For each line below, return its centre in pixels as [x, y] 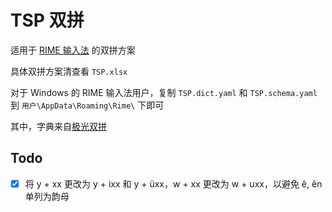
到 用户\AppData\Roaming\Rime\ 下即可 [87, 105]
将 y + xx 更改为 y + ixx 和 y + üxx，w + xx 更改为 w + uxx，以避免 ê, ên [173, 183]
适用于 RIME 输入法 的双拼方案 [73, 50]
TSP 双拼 [47, 20]
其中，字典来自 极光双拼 [58, 126]
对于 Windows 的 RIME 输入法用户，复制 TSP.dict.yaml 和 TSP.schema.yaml [164, 92]
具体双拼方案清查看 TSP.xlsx [69, 71]
